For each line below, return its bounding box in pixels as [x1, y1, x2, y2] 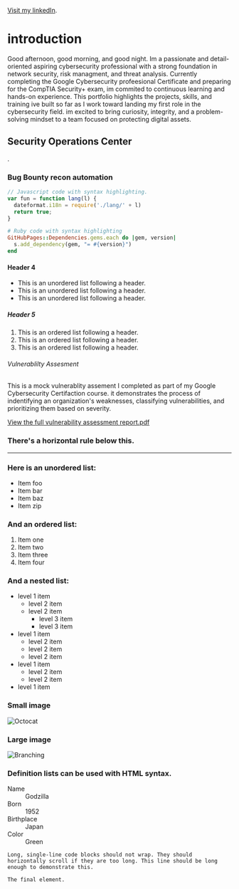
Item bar [17, 486, 43, 495]
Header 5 [7, 310, 36, 319]
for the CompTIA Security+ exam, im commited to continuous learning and [7, 85, 225, 93]
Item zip [17, 501, 42, 510]
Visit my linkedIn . [7, 6, 58, 14]
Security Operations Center [7, 135, 132, 148]
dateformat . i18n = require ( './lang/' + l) [14, 201, 142, 209]
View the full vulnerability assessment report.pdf [7, 418, 150, 426]
